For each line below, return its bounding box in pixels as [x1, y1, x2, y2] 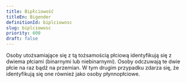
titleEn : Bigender [6, 14, 51, 20]
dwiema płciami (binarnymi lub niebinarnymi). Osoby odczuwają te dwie [6, 58, 181, 65]
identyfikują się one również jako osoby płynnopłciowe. [6, 71, 140, 77]
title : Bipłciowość [6, 8, 54, 15]
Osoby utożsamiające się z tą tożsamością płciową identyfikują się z [6, 52, 172, 58]
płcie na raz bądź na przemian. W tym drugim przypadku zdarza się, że [6, 64, 180, 71]
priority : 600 [6, 30, 41, 36]
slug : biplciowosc [6, 25, 51, 31]
